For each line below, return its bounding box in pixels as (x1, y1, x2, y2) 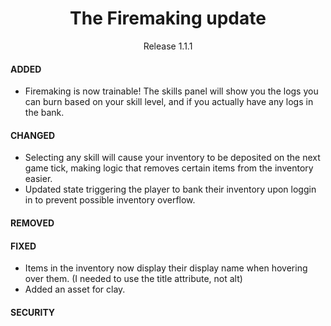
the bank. (24, 107, 65, 119)
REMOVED (10, 217, 55, 229)
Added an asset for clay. (24, 283, 126, 296)
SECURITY (10, 306, 56, 318)
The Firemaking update (69, 7, 267, 30)
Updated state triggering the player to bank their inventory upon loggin (24, 183, 317, 196)
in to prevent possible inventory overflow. (24, 194, 196, 206)
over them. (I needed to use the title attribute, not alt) (24, 273, 243, 285)
